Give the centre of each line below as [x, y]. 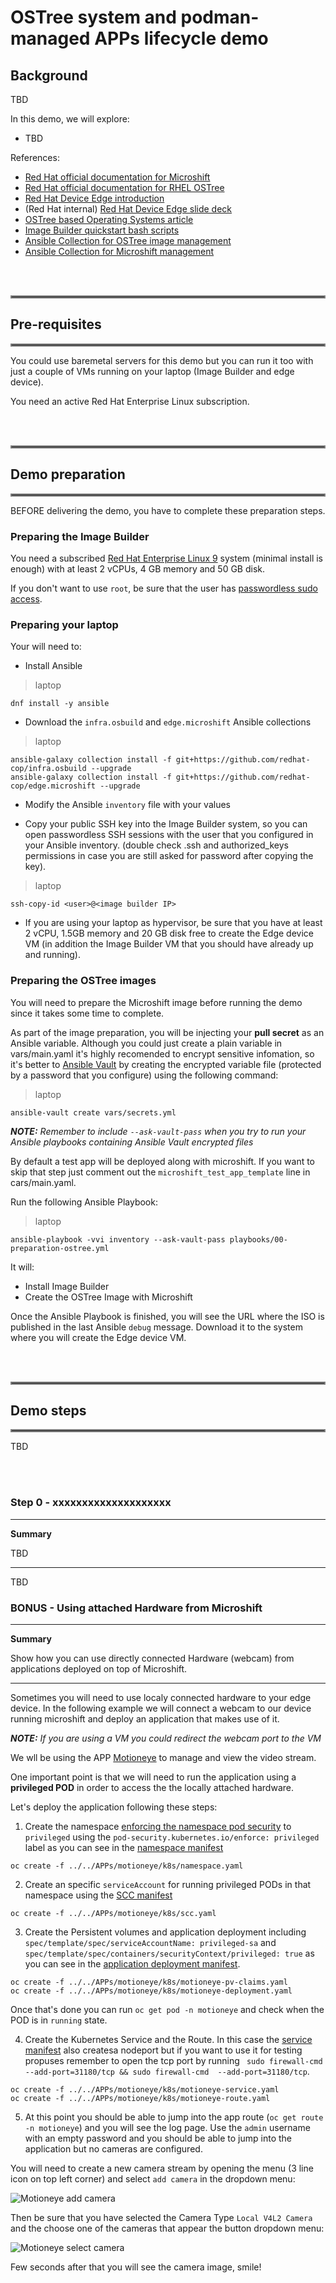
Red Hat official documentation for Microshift [117, 177]
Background [49, 75]
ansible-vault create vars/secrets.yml [93, 1112]
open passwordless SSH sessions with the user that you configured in [169, 835]
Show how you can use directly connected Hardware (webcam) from [152, 1658]
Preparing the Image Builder [80, 536]
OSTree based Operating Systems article [109, 219]
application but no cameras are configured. [113, 2148]
